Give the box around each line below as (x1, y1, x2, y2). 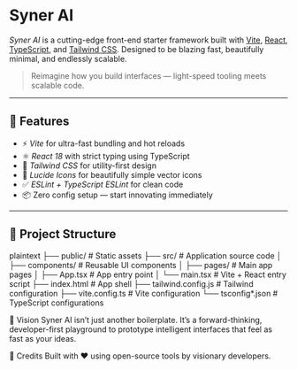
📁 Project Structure (9, 227, 117, 242)
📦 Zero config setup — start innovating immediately (21, 189, 214, 200)
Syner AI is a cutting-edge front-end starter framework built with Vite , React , (9, 35, 289, 45)
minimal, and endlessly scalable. (9, 53, 127, 64)
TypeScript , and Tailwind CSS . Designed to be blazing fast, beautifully (9, 43, 264, 54)
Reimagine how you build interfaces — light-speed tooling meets (30, 70, 267, 81)
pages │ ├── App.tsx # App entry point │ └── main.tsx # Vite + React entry (9, 269, 287, 280)
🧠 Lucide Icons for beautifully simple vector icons (21, 169, 202, 180)
